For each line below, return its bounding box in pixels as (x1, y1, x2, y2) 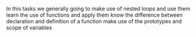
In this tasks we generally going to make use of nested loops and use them (6, 5, 191, 12)
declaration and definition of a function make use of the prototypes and (6, 18, 182, 24)
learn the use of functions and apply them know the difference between (6, 11, 183, 18)
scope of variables (6, 24, 52, 31)
